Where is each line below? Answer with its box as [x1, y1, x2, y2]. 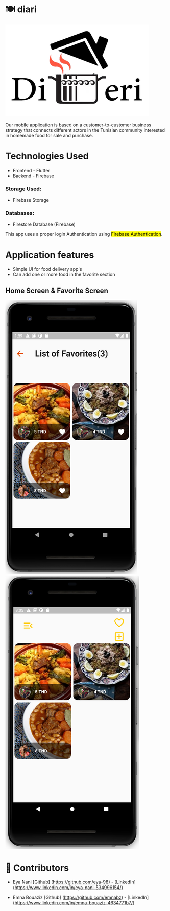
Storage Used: [5, 185, 42, 193]
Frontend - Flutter [12, 167, 50, 173]
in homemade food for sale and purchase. [5, 132, 93, 138]
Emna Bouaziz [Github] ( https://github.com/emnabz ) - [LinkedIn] [12, 894, 149, 901]
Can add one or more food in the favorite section [12, 271, 115, 278]
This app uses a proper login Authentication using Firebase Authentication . [5, 231, 163, 237]
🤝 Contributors [5, 862, 69, 874]
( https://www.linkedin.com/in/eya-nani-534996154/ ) [12, 884, 124, 891]
